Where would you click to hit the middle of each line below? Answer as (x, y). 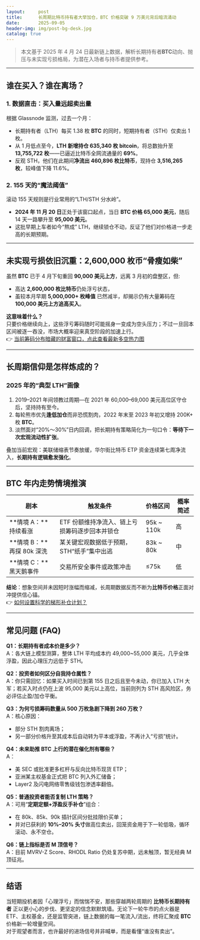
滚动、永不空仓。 (36, 832)
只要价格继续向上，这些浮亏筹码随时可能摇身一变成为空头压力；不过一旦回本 (100, 324)
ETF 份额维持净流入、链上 (96, 522)
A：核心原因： (24, 716)
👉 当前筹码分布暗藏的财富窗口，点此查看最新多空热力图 (75, 339)
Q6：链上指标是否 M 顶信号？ (42, 845)
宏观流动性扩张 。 (41, 437)
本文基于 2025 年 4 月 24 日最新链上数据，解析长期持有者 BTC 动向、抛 (107, 52)
